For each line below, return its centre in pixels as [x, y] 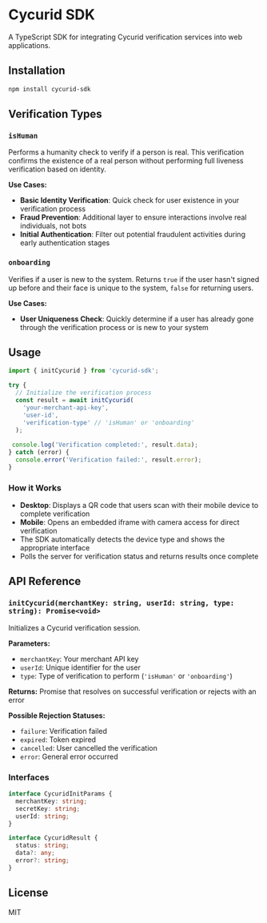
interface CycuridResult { [53, 838]
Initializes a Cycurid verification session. [75, 627]
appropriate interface [55, 548]
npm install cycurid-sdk [50, 89]
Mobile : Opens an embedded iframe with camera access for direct [130, 522]
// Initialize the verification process [84, 393]
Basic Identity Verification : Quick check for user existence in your [130, 200]
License [28, 893]
